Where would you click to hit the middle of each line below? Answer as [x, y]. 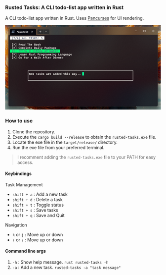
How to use [19, 121]
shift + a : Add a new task [40, 194]
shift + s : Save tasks [35, 210]
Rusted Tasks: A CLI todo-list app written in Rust [64, 7]
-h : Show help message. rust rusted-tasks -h [60, 262]
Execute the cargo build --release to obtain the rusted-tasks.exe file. [84, 137]
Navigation [16, 225]
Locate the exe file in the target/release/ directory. [65, 142]
